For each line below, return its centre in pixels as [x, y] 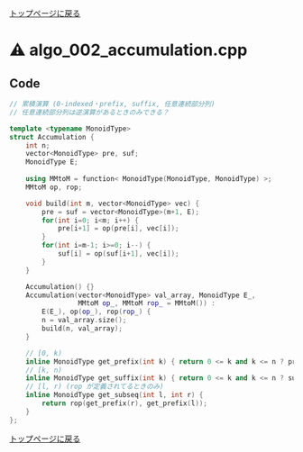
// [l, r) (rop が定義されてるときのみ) [95, 387]
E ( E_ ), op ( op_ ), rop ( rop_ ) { [96, 312]
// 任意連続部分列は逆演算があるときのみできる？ [89, 112]
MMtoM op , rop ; [54, 187]
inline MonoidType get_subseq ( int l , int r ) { [115, 395]
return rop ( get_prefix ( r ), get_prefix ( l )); [124, 403]
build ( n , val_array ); [83, 329]
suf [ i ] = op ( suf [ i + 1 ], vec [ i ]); [118, 254]
